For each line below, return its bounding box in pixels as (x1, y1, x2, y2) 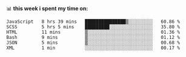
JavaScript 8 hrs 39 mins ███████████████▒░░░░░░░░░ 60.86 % (6, 19, 181, 25)
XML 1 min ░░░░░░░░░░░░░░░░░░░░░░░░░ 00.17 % (6, 45, 181, 51)
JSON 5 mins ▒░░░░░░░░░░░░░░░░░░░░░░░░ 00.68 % (6, 40, 181, 46)
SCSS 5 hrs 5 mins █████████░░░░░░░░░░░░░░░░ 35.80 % (6, 24, 181, 30)
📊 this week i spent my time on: (6, 5, 88, 12)
